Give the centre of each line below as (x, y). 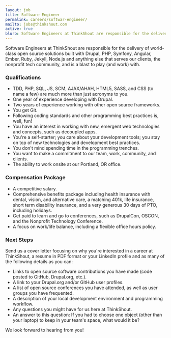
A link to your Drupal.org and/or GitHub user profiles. (68, 282)
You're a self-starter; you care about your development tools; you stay (86, 137)
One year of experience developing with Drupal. (63, 99)
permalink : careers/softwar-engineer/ (46, 19)
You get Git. (25, 110)
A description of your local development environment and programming (88, 298)
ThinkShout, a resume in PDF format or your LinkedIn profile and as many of (85, 256)
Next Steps (19, 240)
